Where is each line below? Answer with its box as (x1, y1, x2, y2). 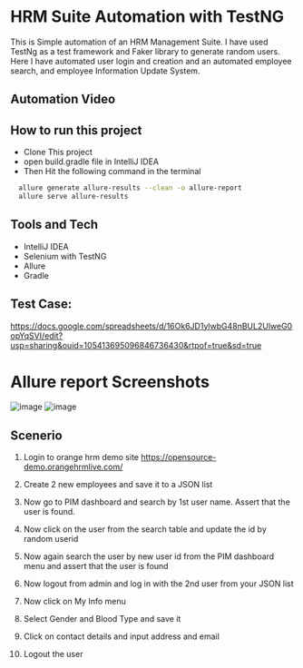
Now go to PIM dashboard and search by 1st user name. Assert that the (23, 496, 291, 507)
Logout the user (23, 649, 83, 660)
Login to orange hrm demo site (23, 452, 140, 463)
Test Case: (10, 297, 73, 312)
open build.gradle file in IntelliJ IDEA (23, 156, 160, 167)
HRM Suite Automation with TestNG (10, 6, 285, 27)
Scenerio (10, 427, 63, 443)
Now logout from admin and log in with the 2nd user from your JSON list (23, 578, 294, 589)
